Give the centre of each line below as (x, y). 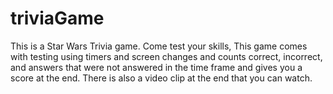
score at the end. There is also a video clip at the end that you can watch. (161, 78)
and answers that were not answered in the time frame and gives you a (156, 67)
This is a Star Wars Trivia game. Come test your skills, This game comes (159, 46)
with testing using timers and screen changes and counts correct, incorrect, (166, 56)
